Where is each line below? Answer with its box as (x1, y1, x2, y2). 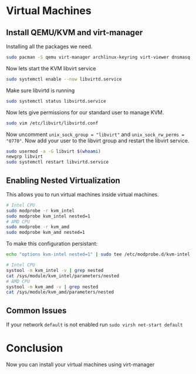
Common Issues (6, 305, 67, 315)
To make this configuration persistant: (6, 240, 98, 247)
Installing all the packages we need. (6, 43, 93, 50)
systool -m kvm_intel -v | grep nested (6, 267, 104, 273)
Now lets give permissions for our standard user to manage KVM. (6, 108, 164, 115)
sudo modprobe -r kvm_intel (6, 208, 75, 213)
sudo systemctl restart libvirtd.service (6, 159, 109, 165)
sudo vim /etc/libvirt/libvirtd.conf (6, 120, 99, 126)
